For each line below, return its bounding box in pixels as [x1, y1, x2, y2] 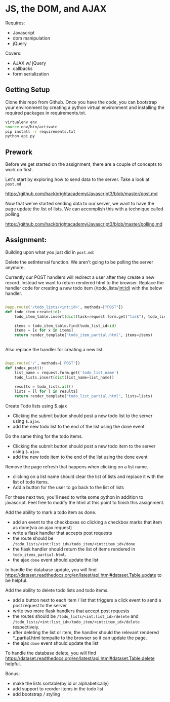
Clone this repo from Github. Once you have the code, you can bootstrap [5, 99, 157, 105]
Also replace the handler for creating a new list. [5, 347, 104, 352]
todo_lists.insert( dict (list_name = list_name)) [14, 375, 114, 380]
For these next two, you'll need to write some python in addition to [5, 494, 143, 500]
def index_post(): [5, 365, 44, 371]
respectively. [12, 624, 39, 630]
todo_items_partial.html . [12, 551, 67, 558]
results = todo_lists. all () [14, 384, 73, 389]
